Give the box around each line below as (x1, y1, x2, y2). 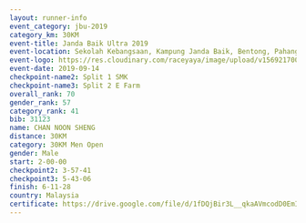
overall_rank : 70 (9, 89, 76, 98)
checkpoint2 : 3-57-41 (9, 166, 92, 175)
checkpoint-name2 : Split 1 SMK (9, 73, 128, 82)
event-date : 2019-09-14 (9, 65, 100, 74)
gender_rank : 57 (9, 97, 71, 107)
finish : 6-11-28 (9, 183, 71, 192)
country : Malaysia (9, 191, 79, 200)
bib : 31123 (9, 115, 51, 124)
